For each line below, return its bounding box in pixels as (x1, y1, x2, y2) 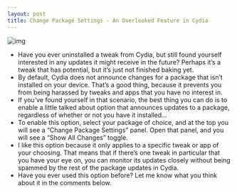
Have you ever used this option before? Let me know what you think (17, 171, 218, 180)
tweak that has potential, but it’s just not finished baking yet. (17, 65, 194, 74)
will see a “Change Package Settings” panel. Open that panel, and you (17, 126, 224, 134)
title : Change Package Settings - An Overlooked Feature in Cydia (7, 17, 209, 24)
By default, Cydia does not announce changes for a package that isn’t (17, 72, 223, 82)
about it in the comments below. (17, 178, 112, 187)
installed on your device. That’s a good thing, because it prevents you (17, 80, 222, 89)
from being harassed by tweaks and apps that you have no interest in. (17, 88, 223, 96)
